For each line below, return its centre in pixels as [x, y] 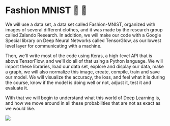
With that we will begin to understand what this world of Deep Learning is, [83, 98]
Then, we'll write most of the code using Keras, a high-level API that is [79, 56]
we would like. [20, 108]
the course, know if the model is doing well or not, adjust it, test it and [78, 82]
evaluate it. [17, 88]
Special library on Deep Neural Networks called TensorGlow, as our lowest [83, 40]
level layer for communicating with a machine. [53, 46]
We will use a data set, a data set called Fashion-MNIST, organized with [80, 24]
